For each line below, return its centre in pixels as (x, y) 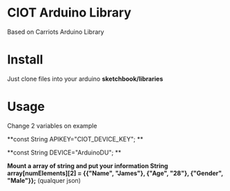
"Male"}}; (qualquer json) (44, 180)
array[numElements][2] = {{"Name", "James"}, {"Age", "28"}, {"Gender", (115, 173)
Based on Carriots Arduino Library (56, 32)
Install (25, 60)
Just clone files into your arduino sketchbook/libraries (85, 79)
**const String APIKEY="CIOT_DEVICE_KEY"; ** (75, 139)
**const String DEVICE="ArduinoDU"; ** (64, 152)
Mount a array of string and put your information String (88, 165)
